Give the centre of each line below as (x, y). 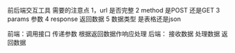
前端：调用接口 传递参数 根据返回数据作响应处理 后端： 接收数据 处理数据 (114, 34)
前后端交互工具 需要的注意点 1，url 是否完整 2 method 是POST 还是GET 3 (114, 10)
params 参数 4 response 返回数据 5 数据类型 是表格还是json (94, 19)
